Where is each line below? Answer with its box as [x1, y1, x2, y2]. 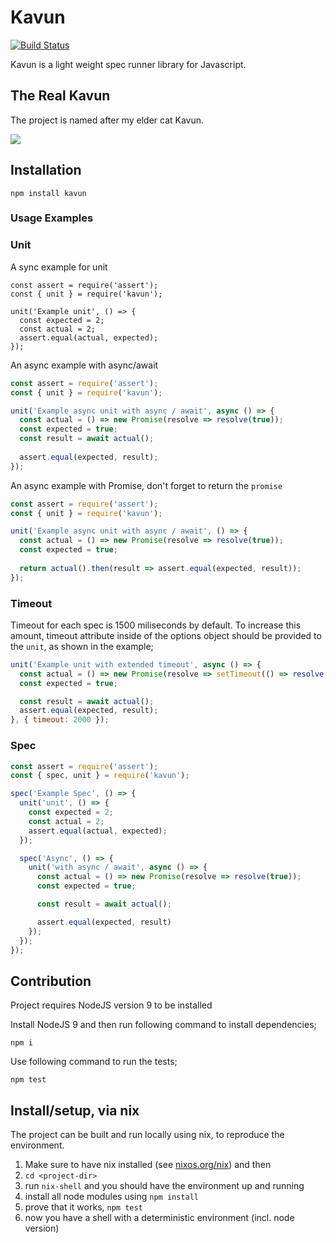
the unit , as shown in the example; [10, 640, 154, 652]
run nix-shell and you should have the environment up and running [24, 1180, 305, 1191]
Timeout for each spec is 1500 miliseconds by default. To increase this [10, 619, 302, 631]
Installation [10, 162, 82, 179]
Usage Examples [10, 211, 94, 225]
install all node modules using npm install [24, 1191, 199, 1202]
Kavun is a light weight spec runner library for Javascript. [10, 58, 247, 70]
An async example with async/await [10, 359, 159, 371]
